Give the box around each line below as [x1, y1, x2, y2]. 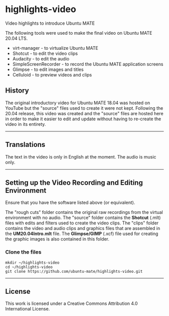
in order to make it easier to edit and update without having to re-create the [5, 116, 161, 122]
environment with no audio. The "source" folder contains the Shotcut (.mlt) [5, 215, 161, 221]
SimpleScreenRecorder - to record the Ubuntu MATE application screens [12, 61, 163, 67]
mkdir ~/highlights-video [5, 260, 59, 265]
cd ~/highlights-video [5, 264, 53, 270]
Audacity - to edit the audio [12, 55, 69, 61]
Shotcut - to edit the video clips [12, 50, 78, 56]
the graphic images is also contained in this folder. [5, 236, 110, 242]
